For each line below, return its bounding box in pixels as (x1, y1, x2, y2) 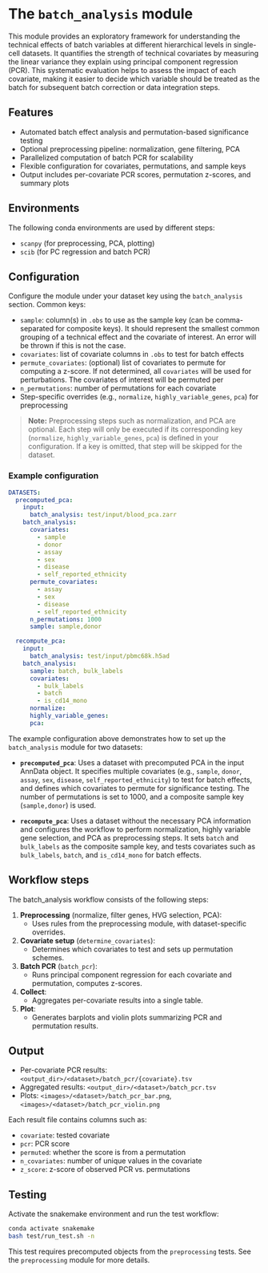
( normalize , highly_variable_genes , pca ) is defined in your (27, 433, 219, 443)
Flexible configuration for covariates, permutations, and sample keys (19, 161, 246, 171)
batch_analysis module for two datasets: (8, 742, 143, 752)
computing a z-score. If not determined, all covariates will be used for (19, 367, 252, 376)
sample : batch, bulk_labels (29, 667, 124, 675)
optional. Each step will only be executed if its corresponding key (27, 424, 242, 434)
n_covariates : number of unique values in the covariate (19, 1156, 202, 1166)
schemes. (31, 952, 65, 963)
